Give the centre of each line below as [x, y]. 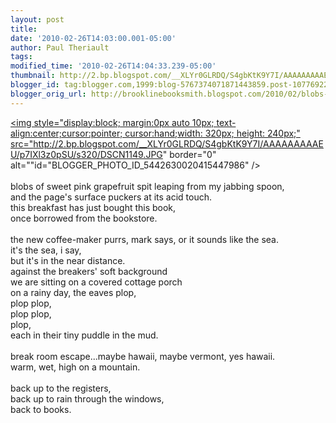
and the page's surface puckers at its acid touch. [111, 197]
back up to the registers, [61, 388]
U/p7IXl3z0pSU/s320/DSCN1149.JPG [86, 154]
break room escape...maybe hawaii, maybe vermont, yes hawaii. [143, 356]
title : [24, 29]
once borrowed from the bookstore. [84, 218]
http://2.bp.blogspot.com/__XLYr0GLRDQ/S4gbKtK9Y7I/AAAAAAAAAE [178, 143]
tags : [21, 57]
